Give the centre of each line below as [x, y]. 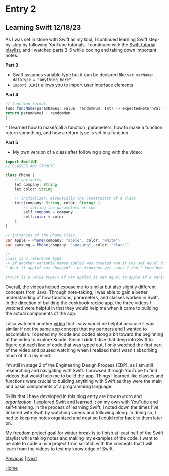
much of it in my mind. [28, 355]
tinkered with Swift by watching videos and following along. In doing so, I [81, 412]
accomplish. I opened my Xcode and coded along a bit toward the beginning [84, 334]
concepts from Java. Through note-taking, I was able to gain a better [77, 292]
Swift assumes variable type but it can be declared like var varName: [83, 75]
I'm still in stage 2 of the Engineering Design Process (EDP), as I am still [79, 365]
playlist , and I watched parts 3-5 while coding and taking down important [81, 50]
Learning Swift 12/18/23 [43, 27]
